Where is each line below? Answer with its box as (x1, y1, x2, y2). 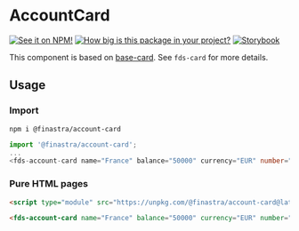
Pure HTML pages (9, 178, 89, 190)
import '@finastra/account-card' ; (9, 139, 138, 149)
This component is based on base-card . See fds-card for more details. (9, 52, 269, 62)
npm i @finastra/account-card (9, 124, 122, 133)
